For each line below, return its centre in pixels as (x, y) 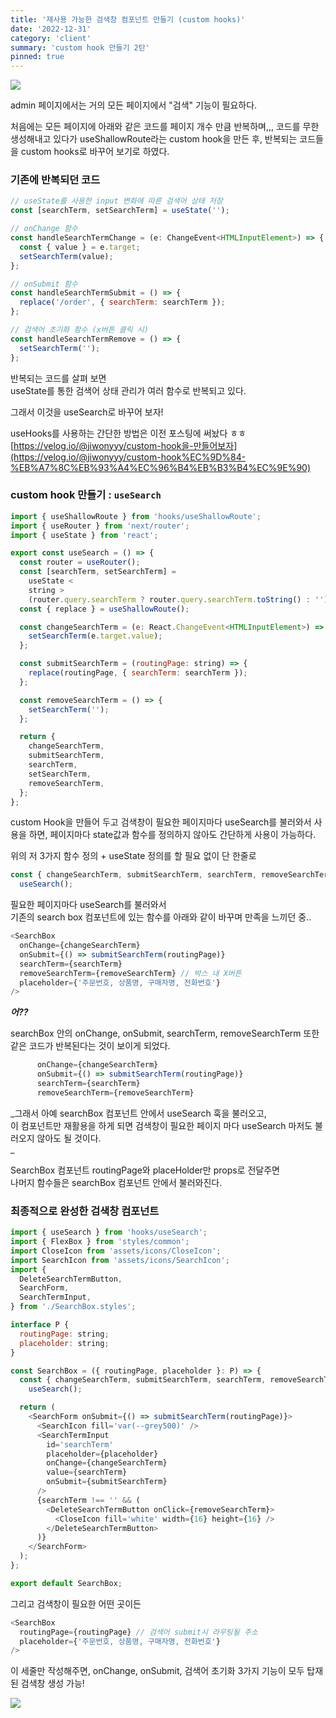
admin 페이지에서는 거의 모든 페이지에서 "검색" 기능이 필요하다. (134, 105)
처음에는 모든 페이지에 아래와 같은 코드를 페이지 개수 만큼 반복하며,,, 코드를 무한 (165, 127)
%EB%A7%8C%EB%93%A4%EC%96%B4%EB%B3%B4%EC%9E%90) (161, 467)
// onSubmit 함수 (44, 284)
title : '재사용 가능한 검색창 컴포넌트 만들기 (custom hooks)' (128, 19)
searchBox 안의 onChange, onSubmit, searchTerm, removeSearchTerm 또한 (165, 1033)
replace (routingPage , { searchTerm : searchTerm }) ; (138, 673)
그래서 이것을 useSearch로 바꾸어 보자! (87, 412)
